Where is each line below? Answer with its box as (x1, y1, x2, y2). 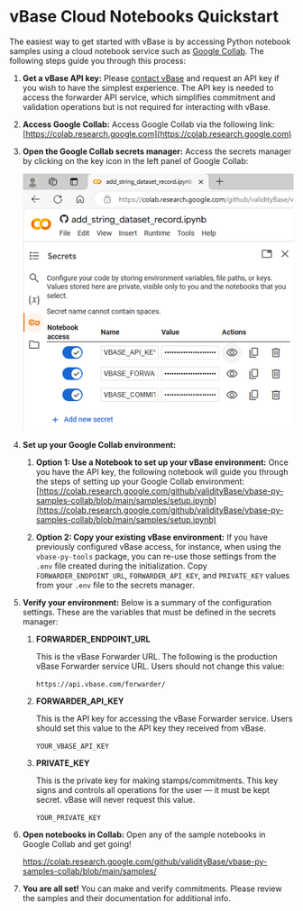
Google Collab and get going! (22, 838, 133, 849)
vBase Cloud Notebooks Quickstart (9, 6, 280, 27)
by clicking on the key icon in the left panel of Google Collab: (22, 155, 249, 166)
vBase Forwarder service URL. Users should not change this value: (35, 660, 285, 671)
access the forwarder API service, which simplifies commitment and (22, 92, 276, 103)
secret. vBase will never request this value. (35, 794, 196, 805)
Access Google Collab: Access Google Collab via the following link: (22, 119, 275, 130)
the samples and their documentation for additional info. (22, 892, 232, 903)
